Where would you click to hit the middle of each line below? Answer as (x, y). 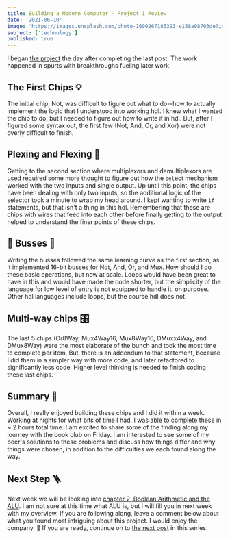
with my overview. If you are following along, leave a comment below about (113, 513)
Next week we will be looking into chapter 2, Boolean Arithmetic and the (109, 499)
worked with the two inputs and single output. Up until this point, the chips (112, 185)
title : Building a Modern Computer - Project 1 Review (87, 13)
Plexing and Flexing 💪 (54, 154)
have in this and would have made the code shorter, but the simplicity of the (114, 281)
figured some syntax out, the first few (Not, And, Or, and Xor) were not (106, 125)
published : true (30, 39)
